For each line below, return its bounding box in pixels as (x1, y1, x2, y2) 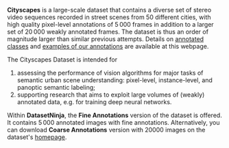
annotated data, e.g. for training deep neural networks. (16, 98, 172, 106)
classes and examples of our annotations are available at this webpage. (7, 42, 209, 50)
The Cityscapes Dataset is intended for (7, 56, 118, 64)
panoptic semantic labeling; (16, 84, 96, 91)
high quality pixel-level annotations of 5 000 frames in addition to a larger (7, 21, 214, 28)
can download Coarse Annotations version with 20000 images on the (7, 126, 206, 134)
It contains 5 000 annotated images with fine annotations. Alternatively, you (7, 119, 220, 126)
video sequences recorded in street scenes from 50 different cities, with (7, 13, 211, 21)
